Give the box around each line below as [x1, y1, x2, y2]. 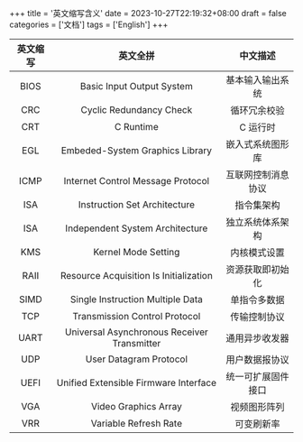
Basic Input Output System [79, 80, 194, 92]
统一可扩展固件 [225, 371, 289, 382]
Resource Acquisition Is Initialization [60, 270, 214, 281]
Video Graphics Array [90, 401, 182, 412]
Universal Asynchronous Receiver [64, 326, 209, 338]
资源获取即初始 [225, 263, 289, 275]
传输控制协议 [229, 310, 285, 323]
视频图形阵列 [229, 401, 285, 413]
